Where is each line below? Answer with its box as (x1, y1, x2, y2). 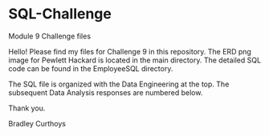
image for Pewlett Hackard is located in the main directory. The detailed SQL (8, 55, 262, 65)
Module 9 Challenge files (8, 31, 91, 41)
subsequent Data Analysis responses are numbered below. (8, 87, 203, 97)
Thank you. (8, 103, 46, 113)
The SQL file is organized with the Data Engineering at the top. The (8, 79, 230, 89)
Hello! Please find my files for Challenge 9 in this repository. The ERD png (8, 46, 251, 56)
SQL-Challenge (8, 5, 112, 23)
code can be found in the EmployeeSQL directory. (8, 63, 173, 73)
